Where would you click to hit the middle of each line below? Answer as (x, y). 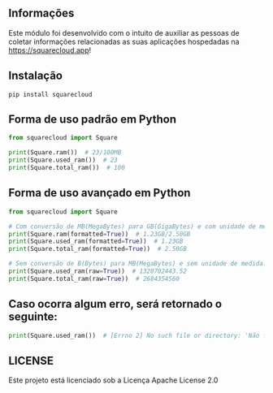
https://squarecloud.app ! (50, 50)
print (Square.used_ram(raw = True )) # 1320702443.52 (97, 271)
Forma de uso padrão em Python (93, 120)
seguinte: (33, 317)
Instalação (36, 76)
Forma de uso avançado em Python (100, 193)
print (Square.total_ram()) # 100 (67, 168)
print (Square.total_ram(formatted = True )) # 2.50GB (97, 249)
